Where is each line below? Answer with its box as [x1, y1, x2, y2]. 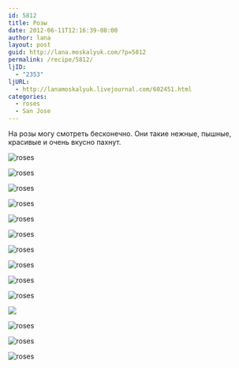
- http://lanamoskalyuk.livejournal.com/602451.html [15, 85, 192, 93]
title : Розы [8, 19, 47, 27]
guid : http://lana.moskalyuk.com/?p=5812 [8, 48, 147, 56]
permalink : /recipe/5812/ [8, 56, 93, 64]
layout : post [8, 41, 51, 49]
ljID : [8, 63, 26, 71]
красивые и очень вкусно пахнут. [8, 138, 121, 146]
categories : [8, 93, 47, 101]
